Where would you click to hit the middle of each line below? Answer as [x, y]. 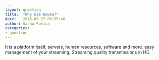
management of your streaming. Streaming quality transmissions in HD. [78, 52]
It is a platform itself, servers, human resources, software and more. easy [80, 47]
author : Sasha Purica [27, 24]
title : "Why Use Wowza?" [32, 14]
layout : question [23, 10]
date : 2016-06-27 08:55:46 [35, 19]
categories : [17, 28]
